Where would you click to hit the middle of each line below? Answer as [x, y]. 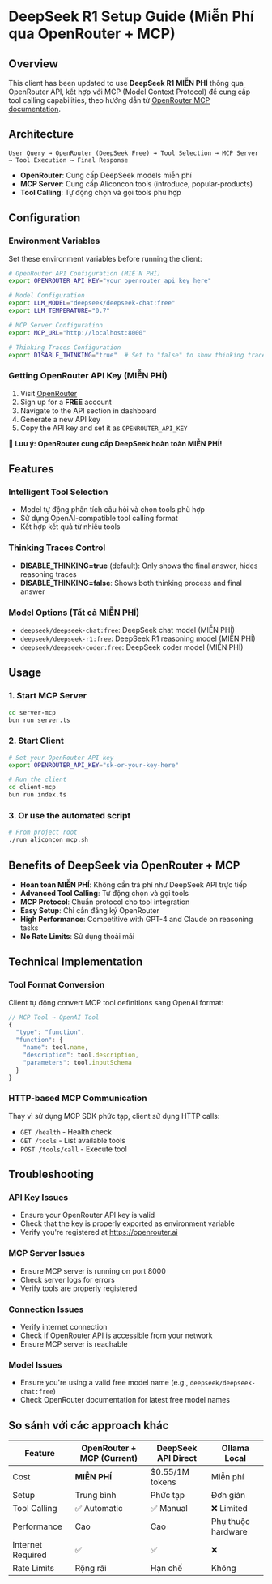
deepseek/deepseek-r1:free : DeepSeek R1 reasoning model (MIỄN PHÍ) [138, 638]
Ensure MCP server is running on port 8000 [93, 1270]
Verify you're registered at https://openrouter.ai [99, 1232]
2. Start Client [36, 741]
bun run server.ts [39, 720]
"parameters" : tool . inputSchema [77, 1062]
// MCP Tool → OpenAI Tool [54, 1017]
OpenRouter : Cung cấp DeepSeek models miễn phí [106, 175]
